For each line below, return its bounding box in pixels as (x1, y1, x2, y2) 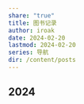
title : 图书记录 (8, 19, 57, 27)
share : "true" (8, 11, 55, 20)
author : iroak (8, 26, 55, 34)
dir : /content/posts (8, 56, 77, 64)
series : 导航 (8, 48, 49, 56)
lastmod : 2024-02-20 (8, 41, 77, 49)
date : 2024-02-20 (8, 33, 66, 42)
